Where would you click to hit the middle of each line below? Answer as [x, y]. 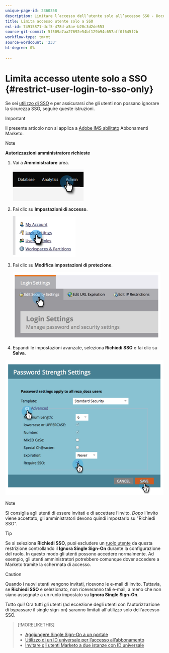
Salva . [19, 353]
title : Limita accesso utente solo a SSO [49, 21]
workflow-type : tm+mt [28, 37]
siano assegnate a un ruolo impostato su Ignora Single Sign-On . [72, 594]
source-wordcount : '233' [31, 43]
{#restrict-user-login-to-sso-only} [79, 89]
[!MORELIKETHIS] [36, 625]
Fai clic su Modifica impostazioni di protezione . [63, 265]
